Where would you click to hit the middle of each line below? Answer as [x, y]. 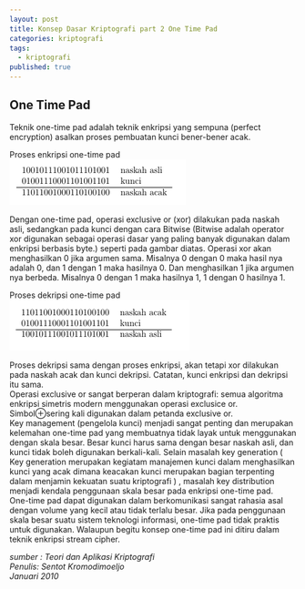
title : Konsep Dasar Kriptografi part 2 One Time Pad [114, 29]
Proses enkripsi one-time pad [65, 154]
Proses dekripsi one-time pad [65, 295]
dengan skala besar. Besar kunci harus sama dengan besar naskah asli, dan [152, 442]
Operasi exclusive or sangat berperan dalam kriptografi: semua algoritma [147, 394]
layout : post [34, 19]
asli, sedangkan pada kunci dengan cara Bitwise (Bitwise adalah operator [147, 228]
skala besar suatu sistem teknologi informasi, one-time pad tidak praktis [144, 520]
